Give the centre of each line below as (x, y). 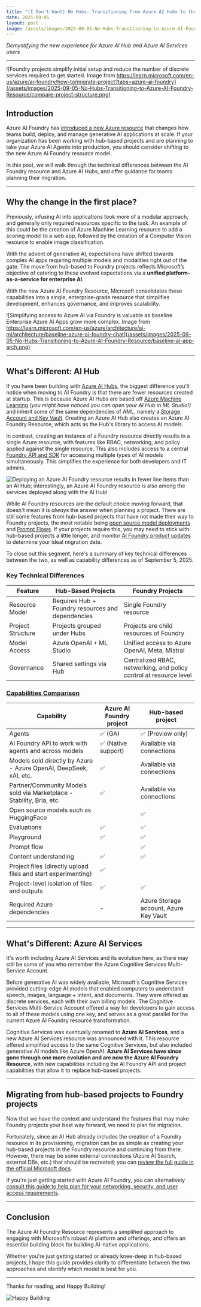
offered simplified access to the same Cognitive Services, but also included (99, 1045)
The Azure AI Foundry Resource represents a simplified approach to (90, 1231)
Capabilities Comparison (43, 693)
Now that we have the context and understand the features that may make (98, 1118)
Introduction (30, 114)
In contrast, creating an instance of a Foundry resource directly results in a (98, 436)
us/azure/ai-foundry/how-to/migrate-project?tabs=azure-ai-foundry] (91, 82)
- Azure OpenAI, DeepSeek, (49, 768)
